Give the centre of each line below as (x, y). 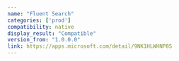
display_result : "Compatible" (52, 33)
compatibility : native (41, 27)
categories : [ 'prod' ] (39, 20)
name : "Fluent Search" (41, 14)
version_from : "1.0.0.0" (44, 40)
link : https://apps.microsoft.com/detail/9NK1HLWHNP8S (90, 46)
